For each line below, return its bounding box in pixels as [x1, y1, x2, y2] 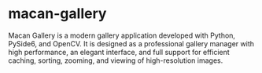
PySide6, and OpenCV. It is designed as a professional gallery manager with [8, 38, 254, 48]
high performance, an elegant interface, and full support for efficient [8, 47, 230, 57]
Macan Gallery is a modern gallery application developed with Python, [8, 31, 236, 40]
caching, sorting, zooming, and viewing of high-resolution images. [8, 56, 223, 65]
